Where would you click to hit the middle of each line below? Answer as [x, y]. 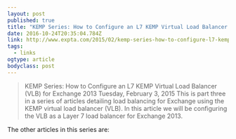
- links [25, 53]
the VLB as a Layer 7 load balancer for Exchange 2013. [104, 116]
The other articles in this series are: [59, 129]
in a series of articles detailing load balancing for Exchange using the [124, 101]
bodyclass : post [31, 66]
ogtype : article [31, 60]
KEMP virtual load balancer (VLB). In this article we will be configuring [126, 108]
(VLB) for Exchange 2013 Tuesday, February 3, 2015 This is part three [125, 93]
